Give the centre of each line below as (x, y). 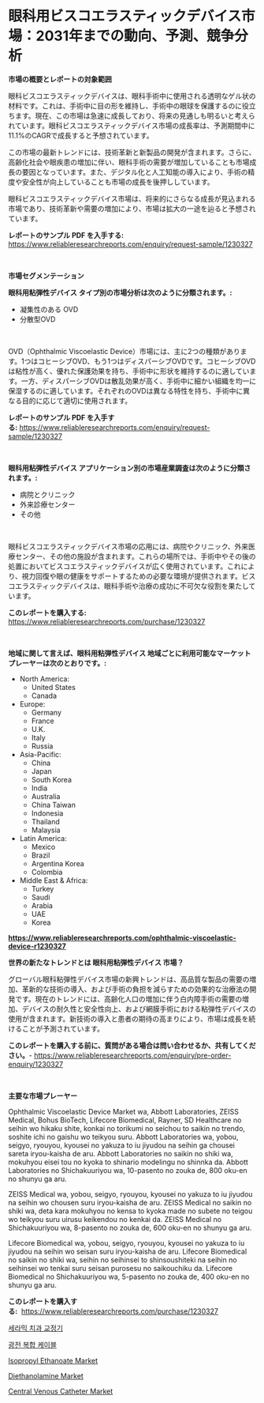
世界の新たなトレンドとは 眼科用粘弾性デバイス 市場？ (96, 962)
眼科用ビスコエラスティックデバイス (125, 16)
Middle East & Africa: (54, 880)
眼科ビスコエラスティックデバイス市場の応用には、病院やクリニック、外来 (128, 546)
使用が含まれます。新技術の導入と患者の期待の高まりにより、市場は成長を (128, 1018)
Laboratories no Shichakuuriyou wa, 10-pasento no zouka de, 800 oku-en (128, 1170)
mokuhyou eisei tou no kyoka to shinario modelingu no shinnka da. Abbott (128, 1162)
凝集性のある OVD (49, 309)
